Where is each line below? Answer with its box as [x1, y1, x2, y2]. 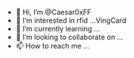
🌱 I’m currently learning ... [15, 24, 101, 33]
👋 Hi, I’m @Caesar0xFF [15, 8, 92, 16]
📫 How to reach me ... [15, 42, 90, 50]
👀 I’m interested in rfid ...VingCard [15, 16, 127, 25]
